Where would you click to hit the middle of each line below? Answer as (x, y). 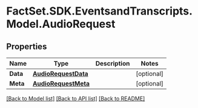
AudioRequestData (61, 74)
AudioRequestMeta (61, 83)
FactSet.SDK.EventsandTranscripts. (99, 11)
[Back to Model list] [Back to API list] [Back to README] (76, 99)
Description (113, 63)
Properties (27, 46)
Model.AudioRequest (61, 24)
